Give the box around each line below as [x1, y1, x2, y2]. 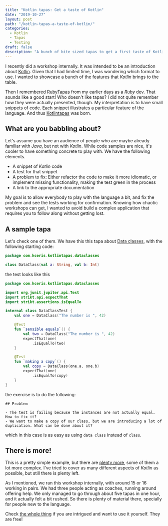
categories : [5, 26, 30, 31]
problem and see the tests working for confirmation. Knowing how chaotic [5, 200, 158, 206]
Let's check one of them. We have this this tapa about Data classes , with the [5, 238, 163, 244]
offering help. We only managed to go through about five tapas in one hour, [5, 490, 160, 496]
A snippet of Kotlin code [12, 163, 62, 169]
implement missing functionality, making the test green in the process [12, 179, 156, 185]
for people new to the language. [5, 501, 71, 507]
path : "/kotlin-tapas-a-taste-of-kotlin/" [5, 21, 95, 27]
